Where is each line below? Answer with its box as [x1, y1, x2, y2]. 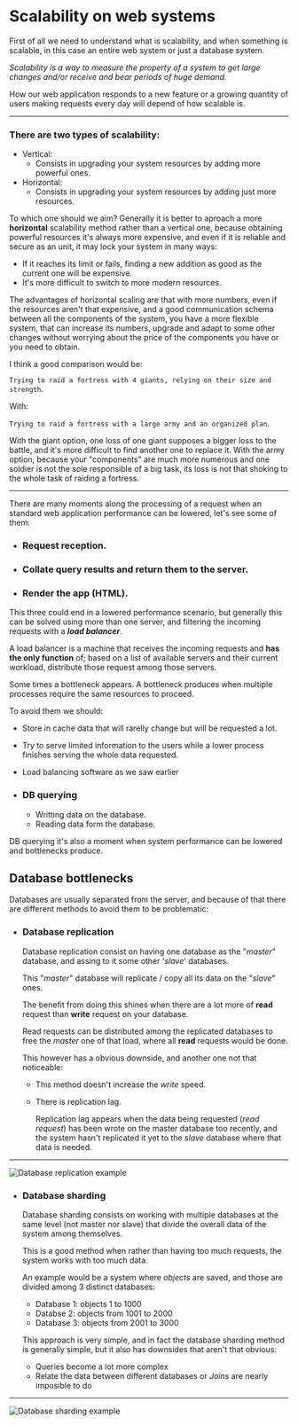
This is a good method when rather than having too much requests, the [21, 1246, 282, 1257]
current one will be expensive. [21, 268, 133, 278]
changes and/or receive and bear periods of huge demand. [9, 71, 228, 82]
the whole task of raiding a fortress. [9, 473, 139, 484]
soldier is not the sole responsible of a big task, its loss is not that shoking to [9, 464, 288, 474]
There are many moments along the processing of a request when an [9, 498, 262, 509]
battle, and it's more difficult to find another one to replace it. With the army [9, 445, 286, 456]
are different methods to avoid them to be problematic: [9, 904, 209, 914]
